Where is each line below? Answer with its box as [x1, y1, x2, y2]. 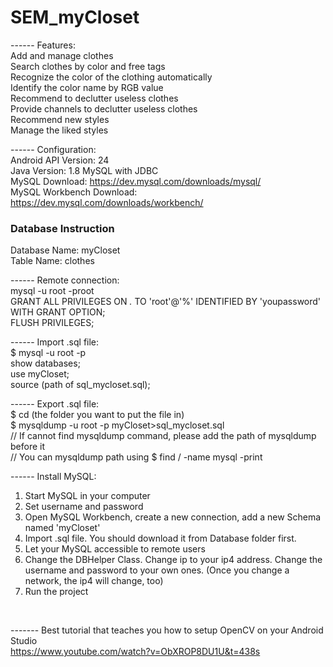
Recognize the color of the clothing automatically [10, 71, 213, 83]
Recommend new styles [10, 113, 110, 125]
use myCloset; [10, 368, 70, 380]
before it [10, 441, 46, 453]
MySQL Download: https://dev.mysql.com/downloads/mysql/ [10, 175, 262, 187]
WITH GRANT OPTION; [10, 306, 106, 318]
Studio [10, 635, 38, 647]
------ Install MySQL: [10, 471, 97, 483]
